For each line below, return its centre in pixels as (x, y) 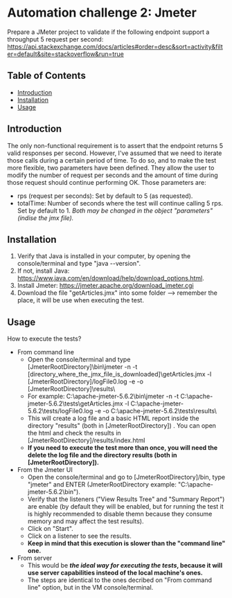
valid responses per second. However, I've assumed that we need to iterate (115, 153)
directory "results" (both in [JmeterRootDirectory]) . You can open (122, 426)
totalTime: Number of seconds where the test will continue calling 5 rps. (120, 203)
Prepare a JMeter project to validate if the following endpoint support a (108, 32)
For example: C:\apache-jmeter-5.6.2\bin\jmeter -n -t (103, 397)
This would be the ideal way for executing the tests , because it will (125, 565)
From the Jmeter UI (45, 470)
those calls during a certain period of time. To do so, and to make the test (112, 160)
